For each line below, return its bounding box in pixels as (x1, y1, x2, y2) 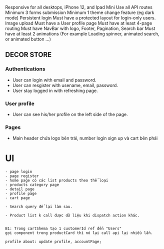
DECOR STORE (5, 50, 52, 59)
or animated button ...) (5, 36, 51, 42)
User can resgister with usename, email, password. (12, 82, 118, 88)
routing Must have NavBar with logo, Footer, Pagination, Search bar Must (5, 25, 155, 31)
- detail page (5, 187, 35, 192)
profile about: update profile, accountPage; (5, 239, 101, 244)
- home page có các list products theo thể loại (5, 178, 108, 183)
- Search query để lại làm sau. (5, 204, 72, 209)
